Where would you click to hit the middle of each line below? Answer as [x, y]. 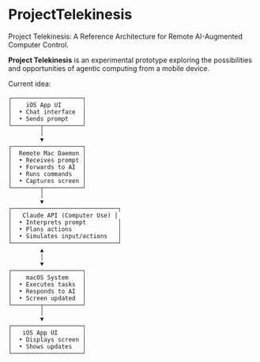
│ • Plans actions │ [65, 229]
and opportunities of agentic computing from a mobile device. [109, 68]
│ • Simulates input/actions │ [65, 236]
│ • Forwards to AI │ [47, 167]
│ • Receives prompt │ [47, 160]
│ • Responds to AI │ [47, 291]
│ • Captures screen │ [47, 181]
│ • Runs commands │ [47, 174]
